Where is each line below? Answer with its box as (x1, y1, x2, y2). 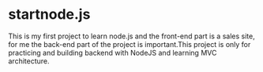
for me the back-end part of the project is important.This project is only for (8, 39, 251, 49)
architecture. (8, 56, 50, 66)
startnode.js (8, 5, 91, 23)
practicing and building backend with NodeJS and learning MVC (8, 48, 217, 57)
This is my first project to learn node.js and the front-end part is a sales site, (8, 31, 255, 41)
